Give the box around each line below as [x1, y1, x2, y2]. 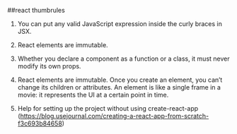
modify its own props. [17, 62, 81, 70]
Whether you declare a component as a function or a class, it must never [17, 54, 230, 63]
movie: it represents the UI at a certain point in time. [17, 91, 169, 99]
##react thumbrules [7, 6, 65, 14]
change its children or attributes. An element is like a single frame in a [17, 83, 221, 91]
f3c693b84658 [17, 119, 62, 128]
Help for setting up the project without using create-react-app [17, 104, 199, 112]
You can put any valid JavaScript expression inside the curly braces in [17, 20, 223, 28]
